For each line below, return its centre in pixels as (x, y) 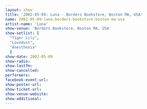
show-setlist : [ (22, 33)
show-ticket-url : (23, 89)
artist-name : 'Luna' (27, 24)
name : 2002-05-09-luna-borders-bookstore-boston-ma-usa (65, 19)
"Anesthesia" (23, 47)
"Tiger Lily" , (24, 38)
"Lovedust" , (22, 43)
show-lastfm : (19, 66)
